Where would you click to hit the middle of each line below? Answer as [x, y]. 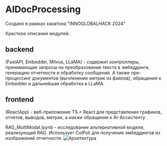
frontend [20, 100]
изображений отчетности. [34, 138]
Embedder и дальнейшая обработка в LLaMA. [55, 83]
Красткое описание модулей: [38, 33]
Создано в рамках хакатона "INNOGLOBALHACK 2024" [66, 23]
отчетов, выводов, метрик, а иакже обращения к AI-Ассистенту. [76, 117]
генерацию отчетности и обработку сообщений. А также [68, 72]
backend [20, 50]
